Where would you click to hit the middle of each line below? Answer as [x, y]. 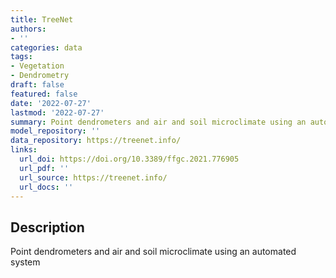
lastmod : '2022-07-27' [57, 112]
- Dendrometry [40, 76]
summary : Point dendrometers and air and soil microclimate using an [158, 122]
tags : [21, 57]
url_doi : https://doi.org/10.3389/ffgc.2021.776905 [129, 159]
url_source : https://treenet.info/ [93, 177]
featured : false [44, 94]
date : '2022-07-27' [51, 103]
